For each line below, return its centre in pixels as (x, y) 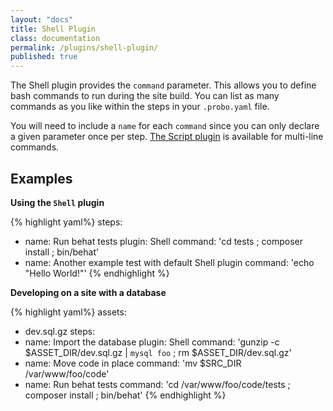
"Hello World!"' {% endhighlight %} (97, 273)
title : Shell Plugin (53, 29)
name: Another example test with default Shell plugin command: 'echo (169, 262)
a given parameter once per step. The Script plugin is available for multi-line (167, 137)
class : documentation (55, 38)
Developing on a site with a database (88, 292)
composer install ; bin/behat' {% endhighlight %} (125, 395)
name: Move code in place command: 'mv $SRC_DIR (133, 363)
